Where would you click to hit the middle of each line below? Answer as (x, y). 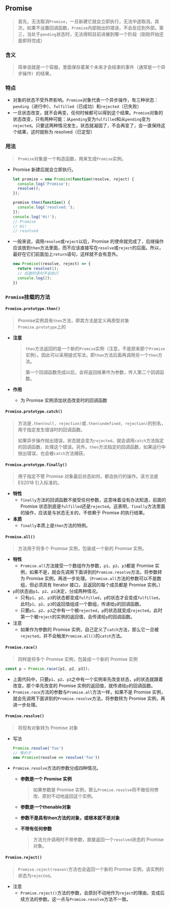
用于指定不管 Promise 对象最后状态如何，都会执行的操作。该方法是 (88, 476)
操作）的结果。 (38, 74)
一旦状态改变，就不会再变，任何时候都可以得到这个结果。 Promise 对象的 (88, 113)
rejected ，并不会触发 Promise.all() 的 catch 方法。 (72, 636)
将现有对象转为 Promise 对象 (48, 728)
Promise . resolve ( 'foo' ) (38, 748)
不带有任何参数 (36, 829)
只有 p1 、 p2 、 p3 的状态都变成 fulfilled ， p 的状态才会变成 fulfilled (89, 598)
